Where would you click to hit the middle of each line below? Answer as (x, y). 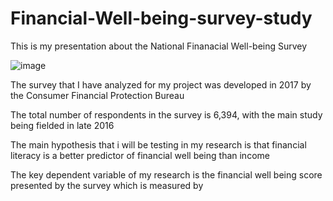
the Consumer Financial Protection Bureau (97, 95)
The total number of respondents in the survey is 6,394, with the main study (166, 114)
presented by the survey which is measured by (107, 185)
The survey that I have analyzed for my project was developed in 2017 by (161, 84)
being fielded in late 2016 (62, 125)
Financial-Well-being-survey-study (161, 18)
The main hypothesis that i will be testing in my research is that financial (158, 144)
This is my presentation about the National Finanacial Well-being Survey (159, 46)
